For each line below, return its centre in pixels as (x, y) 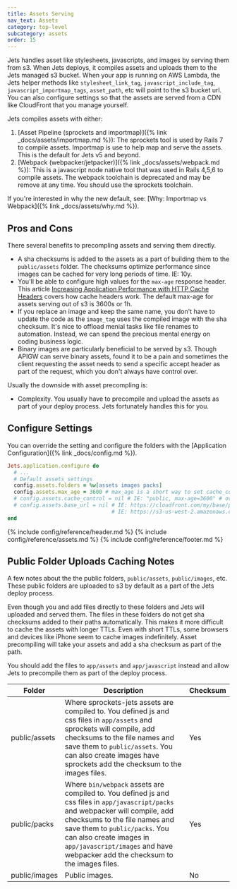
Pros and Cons (40, 228)
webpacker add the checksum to (119, 855)
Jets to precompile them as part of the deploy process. (87, 673)
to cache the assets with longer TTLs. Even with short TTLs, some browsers (118, 629)
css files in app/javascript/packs (119, 802)
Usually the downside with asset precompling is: (78, 385)
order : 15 (22, 40)
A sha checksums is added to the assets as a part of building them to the (123, 259)
